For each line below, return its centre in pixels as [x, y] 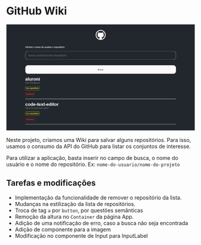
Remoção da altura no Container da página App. [74, 216]
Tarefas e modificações [51, 183]
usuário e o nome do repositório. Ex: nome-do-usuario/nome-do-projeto [93, 164]
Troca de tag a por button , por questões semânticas [79, 210]
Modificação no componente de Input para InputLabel [81, 235]
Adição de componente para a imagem [63, 229]
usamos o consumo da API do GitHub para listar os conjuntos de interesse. [99, 146]
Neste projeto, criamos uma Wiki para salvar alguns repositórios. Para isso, [99, 140]
